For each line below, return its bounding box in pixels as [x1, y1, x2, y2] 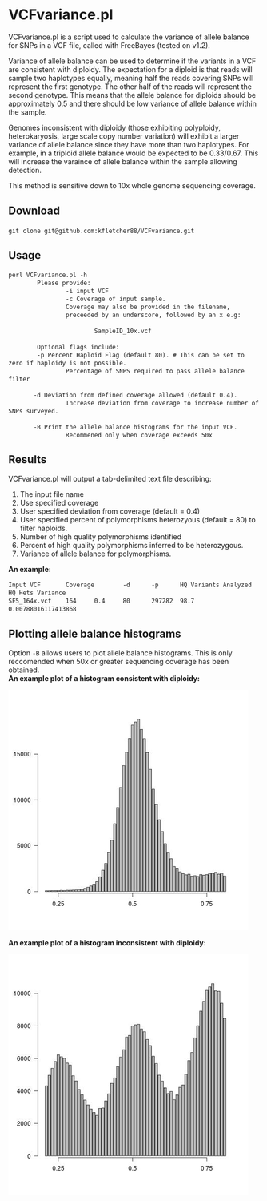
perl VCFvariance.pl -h [8, 271, 88, 279]
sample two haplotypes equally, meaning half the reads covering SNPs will [8, 73, 254, 83]
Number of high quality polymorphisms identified [19, 532, 182, 542]
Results [8, 453, 47, 466]
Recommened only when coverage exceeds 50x [65, 431, 213, 439]
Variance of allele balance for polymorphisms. [19, 549, 172, 558]
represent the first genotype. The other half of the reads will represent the [8, 82, 253, 91]
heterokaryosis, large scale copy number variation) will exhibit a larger [8, 131, 240, 141]
